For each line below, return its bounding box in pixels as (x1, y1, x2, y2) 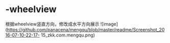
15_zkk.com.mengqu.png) (40, 32, 95, 38)
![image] (100, 21, 118, 27)
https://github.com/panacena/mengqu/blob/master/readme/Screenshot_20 (7, 26, 165, 32)
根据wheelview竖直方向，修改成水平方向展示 (5, 21, 100, 27)
